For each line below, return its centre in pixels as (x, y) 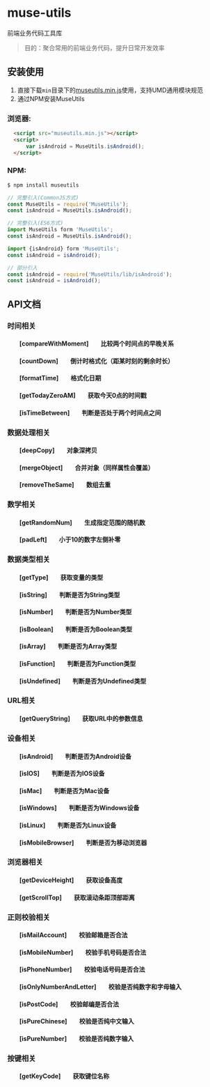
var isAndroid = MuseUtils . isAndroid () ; (85, 146)
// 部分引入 (23, 268)
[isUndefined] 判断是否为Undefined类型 (83, 681)
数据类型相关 (29, 560)
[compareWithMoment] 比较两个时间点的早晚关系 (97, 344)
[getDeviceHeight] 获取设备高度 (71, 880)
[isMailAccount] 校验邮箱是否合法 (74, 935)
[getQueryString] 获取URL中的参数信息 (81, 718)
